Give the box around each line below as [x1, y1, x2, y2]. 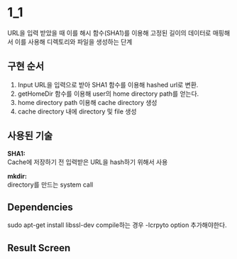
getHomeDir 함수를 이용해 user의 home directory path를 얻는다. [17, 89, 199, 98]
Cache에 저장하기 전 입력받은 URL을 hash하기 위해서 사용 [7, 158, 168, 166]
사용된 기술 [7, 130, 53, 142]
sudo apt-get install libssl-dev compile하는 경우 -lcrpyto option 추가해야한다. [7, 221, 227, 229]
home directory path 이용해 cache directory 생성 [17, 98, 158, 106]
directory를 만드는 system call [7, 180, 94, 189]
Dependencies [7, 201, 73, 213]
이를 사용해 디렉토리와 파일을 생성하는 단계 [14, 37, 133, 46]
